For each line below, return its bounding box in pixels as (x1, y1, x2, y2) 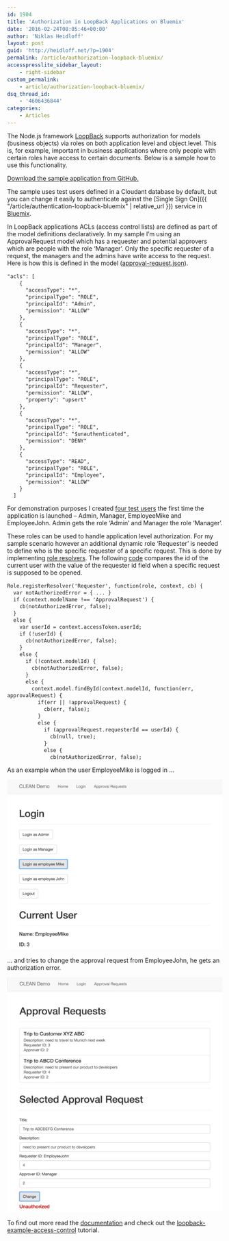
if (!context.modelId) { (25, 657, 96, 664)
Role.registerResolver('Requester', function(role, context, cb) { (7, 582, 204, 589)
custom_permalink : (7, 76, 59, 83)
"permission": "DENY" (25, 437, 87, 444)
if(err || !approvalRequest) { (37, 699, 127, 705)
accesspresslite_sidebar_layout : (7, 62, 103, 68)
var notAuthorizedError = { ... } (13, 589, 111, 596)
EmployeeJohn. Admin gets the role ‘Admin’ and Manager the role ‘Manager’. (7, 518, 223, 527)
